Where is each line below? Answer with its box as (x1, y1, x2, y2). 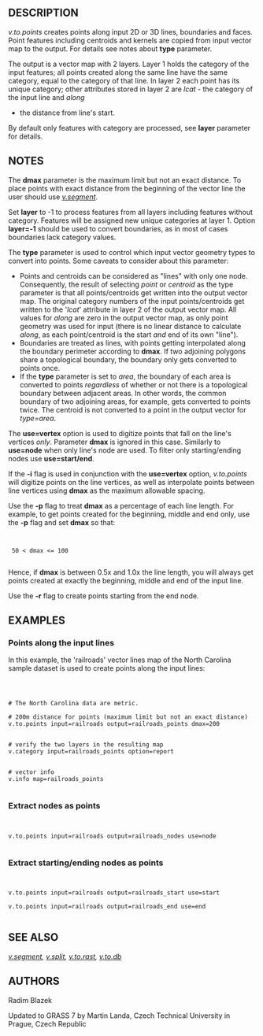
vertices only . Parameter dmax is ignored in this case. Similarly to (8, 437, 221, 446)
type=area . (19, 413, 57, 423)
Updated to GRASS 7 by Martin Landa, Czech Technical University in (8, 1011, 231, 1020)
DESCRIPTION (8, 6, 79, 20)
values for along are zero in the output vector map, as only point (19, 313, 228, 322)
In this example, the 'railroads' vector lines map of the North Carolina (8, 655, 232, 664)
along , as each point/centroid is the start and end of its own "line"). (19, 330, 239, 339)
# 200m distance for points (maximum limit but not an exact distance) (8, 713, 248, 721)
